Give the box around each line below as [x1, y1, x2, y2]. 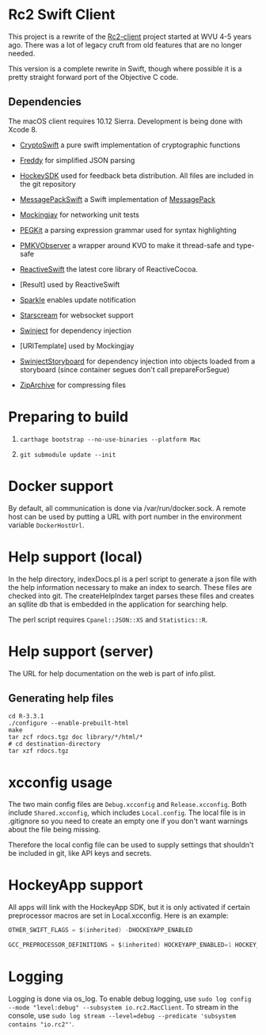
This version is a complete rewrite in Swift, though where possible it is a [8, 63, 242, 73]
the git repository [19, 179, 77, 188]
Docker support [8, 477, 113, 495]
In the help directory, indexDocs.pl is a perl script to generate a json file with [8, 574, 257, 584]
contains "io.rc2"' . [8, 1019, 74, 1029]
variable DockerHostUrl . [8, 520, 85, 530]
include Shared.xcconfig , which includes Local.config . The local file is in [8, 808, 245, 817]
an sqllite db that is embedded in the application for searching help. [8, 599, 228, 609]
